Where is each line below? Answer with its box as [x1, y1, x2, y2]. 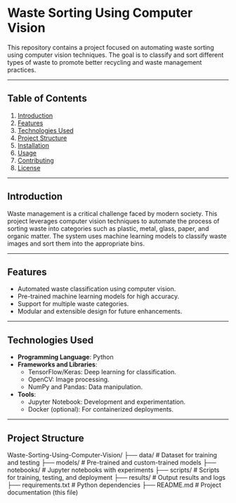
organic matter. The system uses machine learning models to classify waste [7, 231, 227, 240]
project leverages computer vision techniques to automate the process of [7, 217, 220, 225]
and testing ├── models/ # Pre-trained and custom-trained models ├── [7, 459, 216, 466]
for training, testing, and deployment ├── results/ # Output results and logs [7, 473, 226, 481]
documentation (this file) [7, 488, 79, 497]
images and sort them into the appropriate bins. [7, 239, 145, 248]
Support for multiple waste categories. [17, 300, 129, 308]
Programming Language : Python [17, 353, 114, 362]
